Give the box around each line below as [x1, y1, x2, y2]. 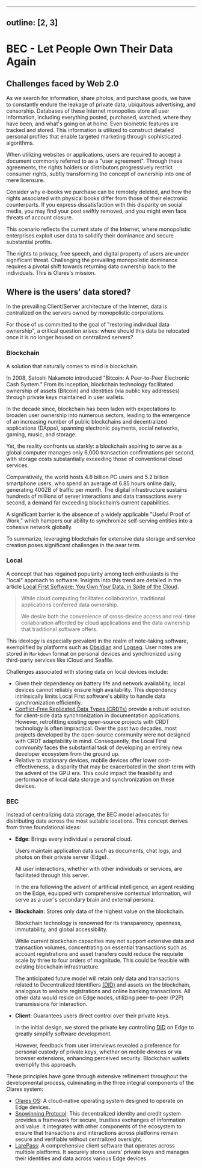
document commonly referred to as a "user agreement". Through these [6, 157, 183, 165]
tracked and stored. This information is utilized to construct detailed [6, 127, 174, 134]
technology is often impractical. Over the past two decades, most [14, 724, 177, 732]
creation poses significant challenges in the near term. [6, 541, 141, 548]
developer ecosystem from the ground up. [14, 750, 120, 757]
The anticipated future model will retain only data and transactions [14, 975, 180, 982]
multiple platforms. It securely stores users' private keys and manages [14, 1149, 189, 1156]
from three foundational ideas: [6, 824, 81, 831]
